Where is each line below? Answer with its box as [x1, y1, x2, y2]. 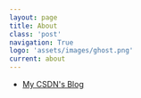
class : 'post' [9, 29, 62, 38]
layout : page [9, 12, 58, 22]
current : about [9, 54, 66, 63]
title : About [9, 21, 58, 30]
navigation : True [9, 37, 74, 47]
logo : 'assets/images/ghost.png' [9, 46, 134, 55]
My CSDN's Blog [21, 79, 85, 89]
